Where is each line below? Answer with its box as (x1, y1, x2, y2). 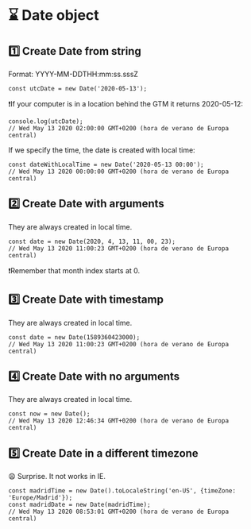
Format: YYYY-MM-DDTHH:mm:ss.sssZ (8, 69, 139, 79)
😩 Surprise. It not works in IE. (8, 472, 106, 481)
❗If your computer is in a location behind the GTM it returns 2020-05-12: (8, 99, 244, 108)
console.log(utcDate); (8, 118, 83, 125)
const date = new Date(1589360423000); (8, 333, 141, 342)
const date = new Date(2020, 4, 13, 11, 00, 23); (8, 237, 176, 245)
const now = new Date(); (8, 410, 91, 418)
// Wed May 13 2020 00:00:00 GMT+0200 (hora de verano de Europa (8, 168, 229, 176)
